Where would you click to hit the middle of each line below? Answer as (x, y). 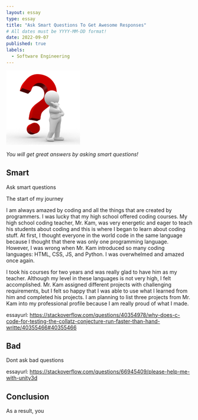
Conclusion (28, 397)
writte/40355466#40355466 (41, 327)
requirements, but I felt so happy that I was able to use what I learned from (97, 291)
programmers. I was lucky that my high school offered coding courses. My (97, 216)
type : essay (21, 19)
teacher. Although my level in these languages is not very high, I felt (89, 278)
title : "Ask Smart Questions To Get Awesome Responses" (76, 25)
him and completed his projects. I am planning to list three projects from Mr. (98, 297)
